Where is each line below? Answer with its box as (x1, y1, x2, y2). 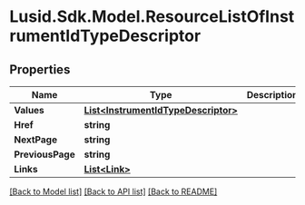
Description (246, 89, 299, 101)
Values (14, 104, 45, 116)
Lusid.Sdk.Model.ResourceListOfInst (9, 6, 295, 27)
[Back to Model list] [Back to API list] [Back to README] (9, 186, 218, 197)
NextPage (14, 133, 57, 146)
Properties (9, 62, 71, 77)
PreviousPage (14, 148, 75, 161)
